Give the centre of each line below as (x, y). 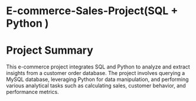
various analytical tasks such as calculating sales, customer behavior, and (96, 86)
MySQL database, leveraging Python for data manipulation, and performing (97, 79)
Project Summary (50, 50)
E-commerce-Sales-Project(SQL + (92, 11)
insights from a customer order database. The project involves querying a (96, 73)
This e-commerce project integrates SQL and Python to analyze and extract (98, 67)
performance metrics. (32, 92)
